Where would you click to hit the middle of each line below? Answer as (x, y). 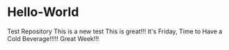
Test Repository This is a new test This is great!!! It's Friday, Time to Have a (115, 31)
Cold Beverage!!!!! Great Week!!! (53, 38)
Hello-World (43, 12)
